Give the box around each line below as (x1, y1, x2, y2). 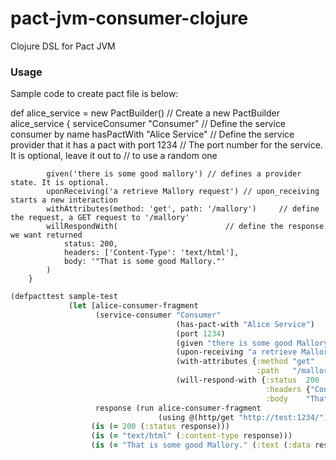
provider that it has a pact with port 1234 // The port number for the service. (10, 139, 323, 151)
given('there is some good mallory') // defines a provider (46, 169, 302, 179)
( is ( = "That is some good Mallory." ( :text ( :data (90, 440, 311, 451)
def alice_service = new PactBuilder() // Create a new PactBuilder (10, 107, 280, 119)
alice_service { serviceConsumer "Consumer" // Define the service (10, 118, 287, 130)
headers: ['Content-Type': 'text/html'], (63, 248, 240, 258)
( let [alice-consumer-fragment (68, 301, 199, 311)
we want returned (10, 230, 83, 241)
